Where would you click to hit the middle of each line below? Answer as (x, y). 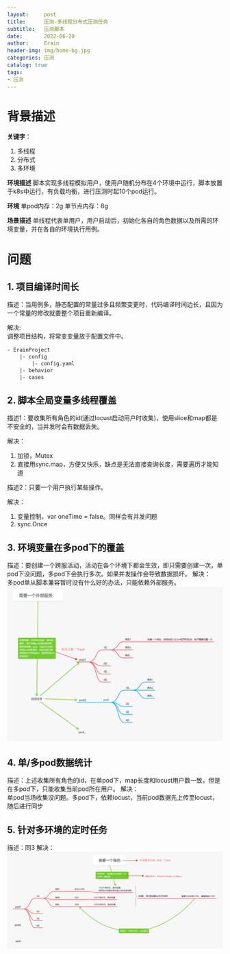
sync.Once (32, 524)
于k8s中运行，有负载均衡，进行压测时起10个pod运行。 (84, 191)
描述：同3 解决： (31, 847)
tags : (15, 72)
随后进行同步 (25, 806)
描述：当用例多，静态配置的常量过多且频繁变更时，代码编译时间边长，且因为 (115, 304)
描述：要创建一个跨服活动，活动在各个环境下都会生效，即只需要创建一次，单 (115, 565)
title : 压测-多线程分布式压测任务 (57, 22)
